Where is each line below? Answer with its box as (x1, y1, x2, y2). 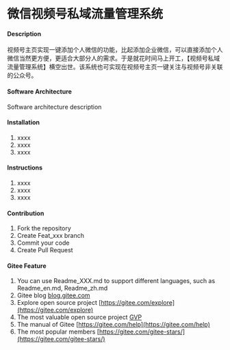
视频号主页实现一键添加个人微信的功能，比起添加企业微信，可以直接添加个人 (7, 46, 223, 54)
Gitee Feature (7, 261, 47, 270)
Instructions (7, 163, 43, 172)
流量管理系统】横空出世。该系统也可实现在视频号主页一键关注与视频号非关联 (7, 63, 223, 71)
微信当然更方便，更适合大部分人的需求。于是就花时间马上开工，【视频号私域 (7, 54, 220, 62)
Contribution (7, 209, 44, 217)
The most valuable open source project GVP (16, 313, 142, 321)
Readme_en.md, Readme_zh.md (16, 284, 108, 293)
